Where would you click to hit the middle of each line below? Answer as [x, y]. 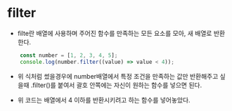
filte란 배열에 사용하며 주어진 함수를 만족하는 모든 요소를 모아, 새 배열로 [115, 33]
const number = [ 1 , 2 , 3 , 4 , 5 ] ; [69, 55]
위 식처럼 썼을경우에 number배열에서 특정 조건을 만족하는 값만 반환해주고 [118, 76]
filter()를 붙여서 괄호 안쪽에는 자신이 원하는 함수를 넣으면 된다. [117, 85]
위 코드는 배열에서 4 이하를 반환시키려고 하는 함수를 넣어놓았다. [104, 100]
